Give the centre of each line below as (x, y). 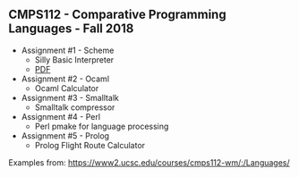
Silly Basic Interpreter (74, 59)
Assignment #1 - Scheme (68, 50)
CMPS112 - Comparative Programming (117, 15)
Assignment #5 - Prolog (65, 135)
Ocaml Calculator (67, 88)
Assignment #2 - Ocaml (65, 79)
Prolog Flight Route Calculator (90, 145)
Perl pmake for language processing (102, 126)
